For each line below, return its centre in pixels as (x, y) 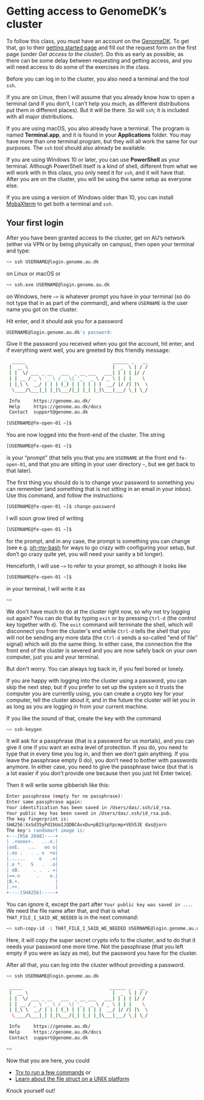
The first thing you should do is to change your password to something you (100, 482)
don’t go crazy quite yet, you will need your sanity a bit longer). (85, 554)
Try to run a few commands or (53, 1072)
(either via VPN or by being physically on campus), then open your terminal (100, 244)
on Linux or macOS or (34, 273)
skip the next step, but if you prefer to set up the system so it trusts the (95, 687)
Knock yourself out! (31, 1090)
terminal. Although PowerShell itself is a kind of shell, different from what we (102, 166)
